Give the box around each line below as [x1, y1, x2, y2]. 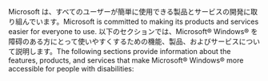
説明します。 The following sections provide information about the [14, 47, 231, 56]
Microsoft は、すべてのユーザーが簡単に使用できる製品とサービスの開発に [8, 7, 251, 16]
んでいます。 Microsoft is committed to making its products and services [22, 17, 259, 26]
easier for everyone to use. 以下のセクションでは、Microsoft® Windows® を [8, 27, 258, 36]
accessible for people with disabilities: [8, 64, 134, 73]
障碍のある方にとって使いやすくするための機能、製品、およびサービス [8, 37, 239, 46]
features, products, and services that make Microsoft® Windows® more [8, 56, 244, 65]
